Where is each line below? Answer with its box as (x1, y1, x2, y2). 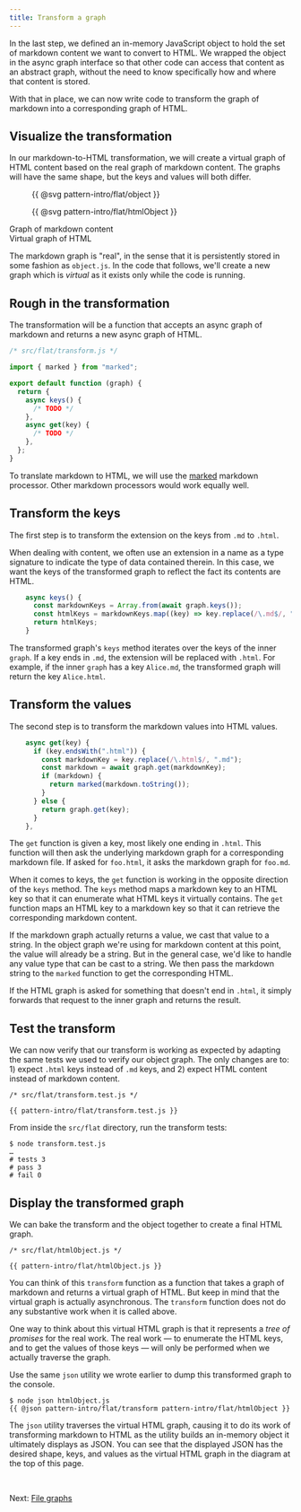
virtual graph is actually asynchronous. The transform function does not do (9, 1297, 287, 1307)
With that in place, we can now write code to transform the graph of (9, 93, 260, 104)
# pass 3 (9, 1163, 42, 1172)
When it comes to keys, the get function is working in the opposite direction (9, 874, 288, 885)
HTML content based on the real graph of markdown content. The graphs (9, 162, 280, 173)
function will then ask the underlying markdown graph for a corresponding (9, 847, 284, 858)
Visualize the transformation (9, 129, 173, 144)
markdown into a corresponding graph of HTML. (9, 102, 188, 113)
